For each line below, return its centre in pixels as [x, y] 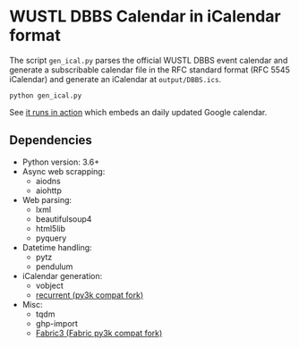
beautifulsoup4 [64, 219]
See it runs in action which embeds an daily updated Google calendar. [138, 112]
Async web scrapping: [64, 171]
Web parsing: [47, 199]
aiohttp [49, 190]
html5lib [50, 228]
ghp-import [57, 323]
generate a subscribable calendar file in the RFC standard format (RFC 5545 [150, 70]
